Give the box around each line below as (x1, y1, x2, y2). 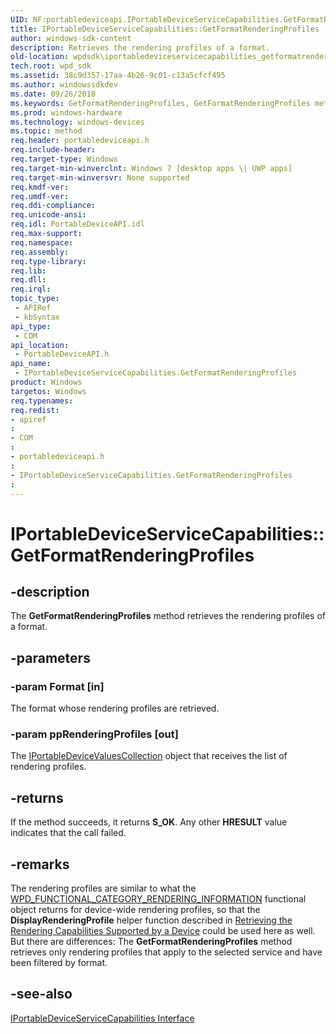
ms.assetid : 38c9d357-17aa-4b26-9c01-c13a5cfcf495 (10, 71, 226, 81)
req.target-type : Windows (10, 154, 118, 164)
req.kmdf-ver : (10, 182, 70, 192)
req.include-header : (10, 145, 97, 155)
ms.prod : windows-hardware (10, 107, 123, 118)
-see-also (10, 986, 73, 1003)
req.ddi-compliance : (10, 201, 97, 211)
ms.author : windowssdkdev (10, 80, 118, 90)
